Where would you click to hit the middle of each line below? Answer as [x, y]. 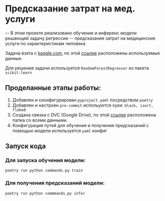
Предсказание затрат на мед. [70, 9]
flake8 [19, 110]
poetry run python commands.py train [44, 171]
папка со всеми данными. [40, 120]
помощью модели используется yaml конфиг [60, 131]
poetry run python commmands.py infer [45, 193]
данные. [14, 58]
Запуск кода [26, 146]
